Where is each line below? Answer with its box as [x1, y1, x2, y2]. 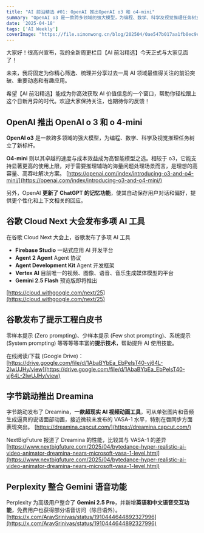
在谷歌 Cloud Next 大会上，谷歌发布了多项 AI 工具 [6, 233, 131, 240]
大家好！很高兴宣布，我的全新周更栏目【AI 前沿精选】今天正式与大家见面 [6, 49, 189, 56]
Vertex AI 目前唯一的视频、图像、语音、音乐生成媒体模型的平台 [15, 269, 174, 276]
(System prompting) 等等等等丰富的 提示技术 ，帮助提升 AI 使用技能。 [6, 339, 178, 347]
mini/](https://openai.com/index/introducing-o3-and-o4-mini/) [6, 177, 163, 184]
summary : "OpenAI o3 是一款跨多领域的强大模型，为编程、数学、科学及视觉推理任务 [6, 15, 192, 21]
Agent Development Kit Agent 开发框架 [15, 262, 115, 269]
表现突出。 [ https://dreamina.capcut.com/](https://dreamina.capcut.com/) [6, 423, 191, 431]
